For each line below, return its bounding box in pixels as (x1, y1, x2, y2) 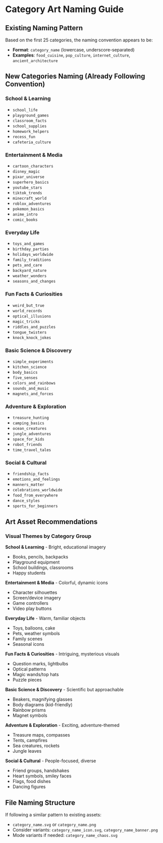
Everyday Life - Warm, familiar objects (5, 615, 86, 622)
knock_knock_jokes (12, 335, 51, 340)
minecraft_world (12, 196, 47, 201)
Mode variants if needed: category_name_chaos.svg (12, 832, 118, 838)
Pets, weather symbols (12, 631, 60, 637)
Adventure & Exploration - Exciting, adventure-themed (5, 722, 120, 728)
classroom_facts (12, 118, 47, 123)
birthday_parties (12, 247, 49, 252)
